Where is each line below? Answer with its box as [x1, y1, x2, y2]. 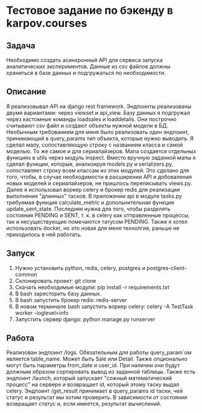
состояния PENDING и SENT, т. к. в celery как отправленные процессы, [6, 212, 190, 219]
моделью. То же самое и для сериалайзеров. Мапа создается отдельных [6, 147, 197, 154]
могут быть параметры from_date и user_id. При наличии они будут [6, 362, 180, 369]
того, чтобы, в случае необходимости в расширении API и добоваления [6, 173, 192, 180]
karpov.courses [6, 16, 87, 30]
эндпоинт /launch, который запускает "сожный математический [6, 374, 172, 382]
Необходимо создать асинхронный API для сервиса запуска [6, 57, 163, 63]
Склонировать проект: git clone [14, 277, 96, 284]
